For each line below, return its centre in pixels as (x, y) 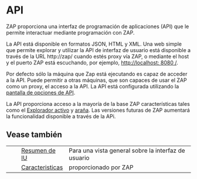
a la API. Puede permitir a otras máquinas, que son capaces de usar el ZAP (96, 80)
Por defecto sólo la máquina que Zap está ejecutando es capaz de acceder (97, 74)
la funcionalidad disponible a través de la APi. (61, 116)
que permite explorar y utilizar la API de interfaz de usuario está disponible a (98, 50)
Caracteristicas (42, 167)
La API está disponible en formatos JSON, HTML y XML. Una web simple (94, 44)
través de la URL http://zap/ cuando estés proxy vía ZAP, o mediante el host (98, 56)
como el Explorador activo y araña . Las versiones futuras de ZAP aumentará (98, 110)
